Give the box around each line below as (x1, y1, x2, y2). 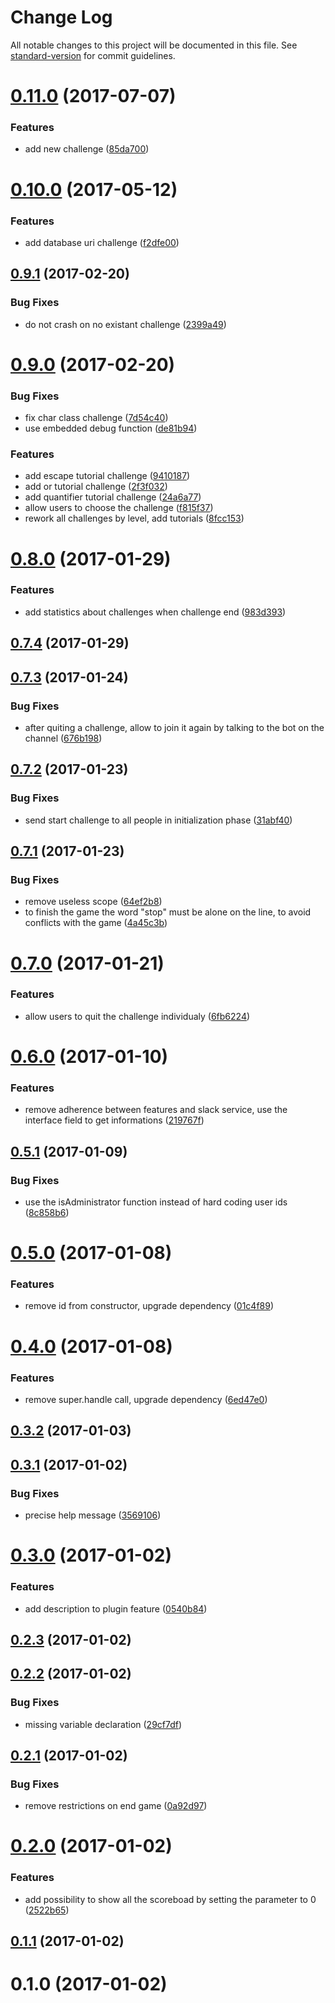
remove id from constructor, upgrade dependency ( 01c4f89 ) (24, 1300, 275, 1312)
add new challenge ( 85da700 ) (24, 143, 150, 155)
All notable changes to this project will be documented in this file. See (10, 39, 298, 51)
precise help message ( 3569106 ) (24, 1509, 162, 1521)
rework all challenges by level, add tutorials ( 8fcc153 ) (24, 512, 245, 525)
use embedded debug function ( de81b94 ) (24, 422, 198, 435)
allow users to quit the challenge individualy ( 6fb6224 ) (24, 1010, 251, 1022)
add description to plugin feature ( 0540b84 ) (24, 1602, 208, 1615)
